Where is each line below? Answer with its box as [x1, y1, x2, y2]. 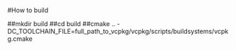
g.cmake [7, 35, 33, 43]
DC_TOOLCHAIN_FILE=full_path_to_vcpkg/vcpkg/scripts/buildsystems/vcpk [7, 27, 229, 35]
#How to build [7, 6, 48, 14]
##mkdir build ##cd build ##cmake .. [7, 20, 116, 27]
